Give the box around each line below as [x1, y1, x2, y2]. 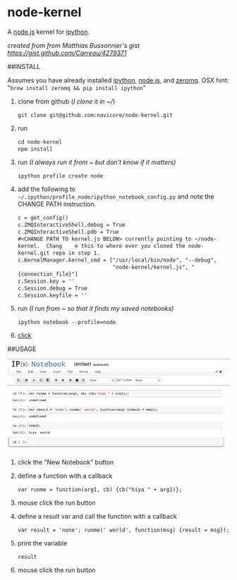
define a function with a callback [17, 471, 113, 480]
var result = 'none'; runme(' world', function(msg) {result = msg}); [17, 526, 230, 533]
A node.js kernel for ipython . [7, 27, 90, 36]
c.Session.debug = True [17, 285, 88, 292]
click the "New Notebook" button [17, 457, 114, 466]
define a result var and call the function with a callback [17, 512, 178, 520]
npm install [17, 145, 53, 152]
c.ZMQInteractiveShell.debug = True [17, 221, 126, 228]
